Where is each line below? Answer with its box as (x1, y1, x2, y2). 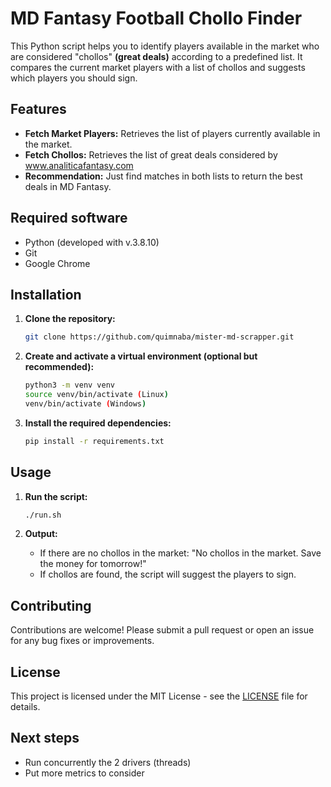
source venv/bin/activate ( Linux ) (24, 390, 169, 400)
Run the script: (24, 490, 88, 502)
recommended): (24, 361, 95, 373)
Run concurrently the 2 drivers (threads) (24, 756, 192, 768)
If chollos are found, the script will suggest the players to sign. (39, 568, 297, 581)
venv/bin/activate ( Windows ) (24, 399, 147, 409)
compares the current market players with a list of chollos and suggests (10, 61, 306, 73)
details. (10, 701, 41, 713)
